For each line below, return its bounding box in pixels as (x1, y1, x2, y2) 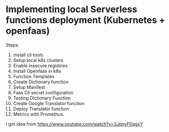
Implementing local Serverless (6, 4, 138, 15)
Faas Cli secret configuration (13, 89, 74, 95)
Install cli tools (13, 52, 44, 58)
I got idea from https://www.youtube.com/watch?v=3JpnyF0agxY (6, 121, 144, 127)
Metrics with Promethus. (13, 111, 65, 117)
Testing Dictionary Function (13, 95, 71, 101)
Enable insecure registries (13, 62, 68, 69)
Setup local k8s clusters (13, 57, 64, 63)
